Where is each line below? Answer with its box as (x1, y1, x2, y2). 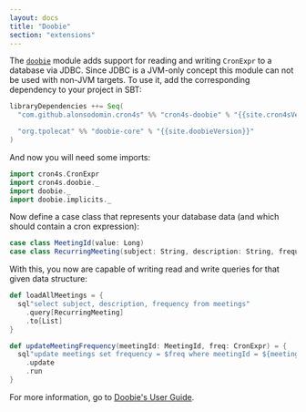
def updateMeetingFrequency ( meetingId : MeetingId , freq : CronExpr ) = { (9, 341, 287, 351)
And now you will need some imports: (9, 151, 151, 162)
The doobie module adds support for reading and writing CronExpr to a (9, 56, 272, 67)
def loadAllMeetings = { (9, 291, 104, 301)
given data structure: (9, 273, 88, 284)
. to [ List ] (25, 316, 64, 325)
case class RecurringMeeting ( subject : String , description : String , (9, 247, 275, 256)
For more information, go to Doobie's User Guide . (9, 391, 195, 402)
